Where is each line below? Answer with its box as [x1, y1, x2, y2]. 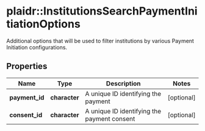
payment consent [85, 114, 135, 123]
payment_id [9, 93, 45, 101]
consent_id [9, 110, 43, 119]
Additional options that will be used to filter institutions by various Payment [6, 37, 194, 44]
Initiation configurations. [6, 44, 68, 51]
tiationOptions [6, 17, 81, 31]
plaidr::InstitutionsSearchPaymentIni [6, 4, 198, 18]
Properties [6, 61, 48, 72]
